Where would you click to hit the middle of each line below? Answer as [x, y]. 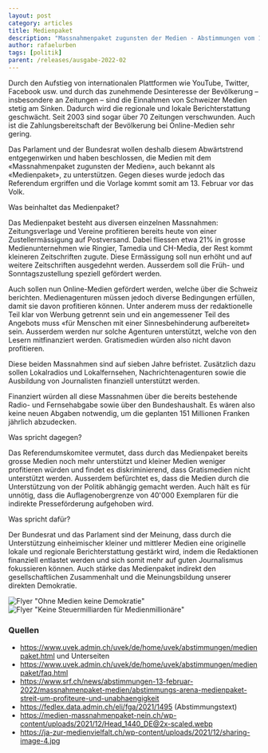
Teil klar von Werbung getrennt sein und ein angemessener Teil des [119, 314]
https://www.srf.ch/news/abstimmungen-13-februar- [106, 682]
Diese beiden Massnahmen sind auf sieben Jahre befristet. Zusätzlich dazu [132, 363]
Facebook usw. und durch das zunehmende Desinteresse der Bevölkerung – [134, 91]
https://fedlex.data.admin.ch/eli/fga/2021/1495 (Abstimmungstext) [128, 707]
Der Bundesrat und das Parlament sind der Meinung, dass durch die [120, 534]
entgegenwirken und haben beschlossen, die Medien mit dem [110, 157]
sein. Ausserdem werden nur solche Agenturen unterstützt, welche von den [132, 331]
